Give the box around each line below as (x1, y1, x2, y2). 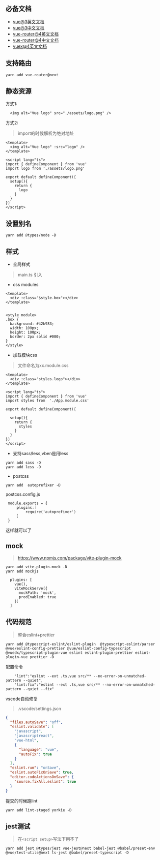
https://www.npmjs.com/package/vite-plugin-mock (17, 555, 122, 561)
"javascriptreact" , (14, 734, 54, 738)
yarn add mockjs (5, 569, 39, 574)
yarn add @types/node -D (5, 233, 56, 238)
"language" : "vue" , (18, 747, 58, 752)
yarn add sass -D (5, 461, 41, 465)
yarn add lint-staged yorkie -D (5, 807, 72, 813)
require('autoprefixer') (25, 510, 77, 515)
